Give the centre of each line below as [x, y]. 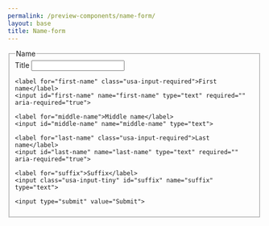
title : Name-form [37, 31]
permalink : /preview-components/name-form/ [82, 16]
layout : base [29, 23]
